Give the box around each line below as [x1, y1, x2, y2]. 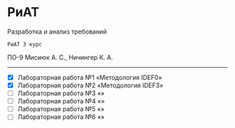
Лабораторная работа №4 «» [17, 97, 105, 106]
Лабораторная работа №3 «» [17, 89, 105, 98]
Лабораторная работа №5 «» [17, 105, 105, 113]
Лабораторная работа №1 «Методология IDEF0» [17, 73, 162, 81]
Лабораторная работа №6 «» [17, 113, 105, 121]
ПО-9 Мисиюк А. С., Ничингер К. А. [7, 53, 113, 62]
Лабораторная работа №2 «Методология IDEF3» [17, 81, 164, 90]
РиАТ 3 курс [7, 41, 42, 48]
